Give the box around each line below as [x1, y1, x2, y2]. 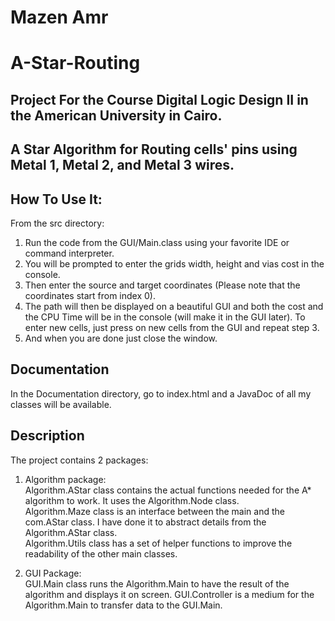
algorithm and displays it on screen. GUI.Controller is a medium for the [24, 588, 315, 600]
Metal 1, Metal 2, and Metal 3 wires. [10, 157, 235, 174]
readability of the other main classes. [24, 547, 178, 560]
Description [10, 427, 85, 445]
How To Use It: [10, 191, 103, 208]
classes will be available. [10, 398, 112, 410]
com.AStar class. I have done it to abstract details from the [24, 516, 267, 528]
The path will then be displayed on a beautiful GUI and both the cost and [24, 300, 324, 312]
